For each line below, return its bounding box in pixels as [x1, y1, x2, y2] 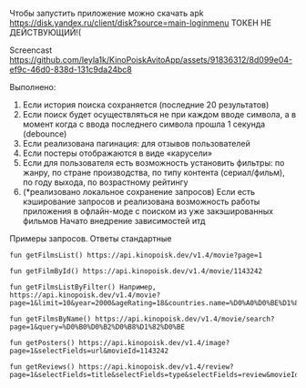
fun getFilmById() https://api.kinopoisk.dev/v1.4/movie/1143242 [9, 267, 262, 276]
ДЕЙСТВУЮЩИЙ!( [9, 27, 82, 37]
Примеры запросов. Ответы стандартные [9, 233, 172, 244]
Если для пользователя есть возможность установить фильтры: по [22, 158, 285, 168]
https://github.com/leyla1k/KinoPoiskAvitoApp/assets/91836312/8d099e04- [9, 55, 293, 65]
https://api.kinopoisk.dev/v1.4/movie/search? [95, 314, 275, 323]
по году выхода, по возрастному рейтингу [22, 177, 189, 188]
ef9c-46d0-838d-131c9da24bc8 [9, 64, 132, 75]
